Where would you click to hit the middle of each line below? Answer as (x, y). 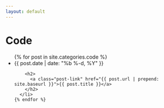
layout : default (25, 11)
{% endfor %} (30, 99)
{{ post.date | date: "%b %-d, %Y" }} (59, 63)
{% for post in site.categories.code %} (61, 57)
